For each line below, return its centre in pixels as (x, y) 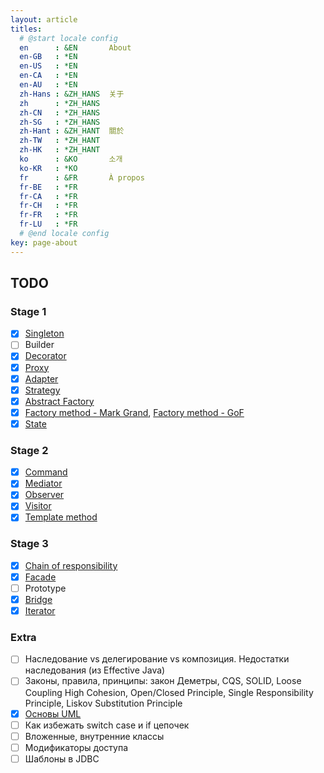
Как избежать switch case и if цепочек (107, 725)
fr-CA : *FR (48, 196)
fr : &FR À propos (82, 177)
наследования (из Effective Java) (95, 670)
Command (46, 472)
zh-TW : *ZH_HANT (60, 141)
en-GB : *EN (48, 57)
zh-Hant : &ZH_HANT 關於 (72, 131)
